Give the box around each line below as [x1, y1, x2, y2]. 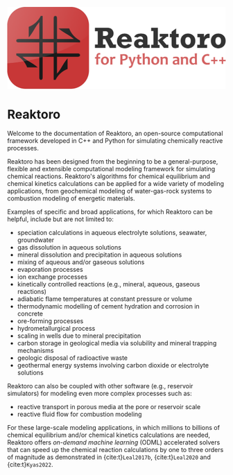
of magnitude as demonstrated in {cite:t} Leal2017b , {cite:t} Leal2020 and [7, 453, 212, 461]
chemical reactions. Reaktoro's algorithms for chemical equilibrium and [7, 172, 210, 180]
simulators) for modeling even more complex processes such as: [7, 389, 192, 398]
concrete [17, 309, 44, 318]
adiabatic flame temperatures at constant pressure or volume [17, 295, 193, 303]
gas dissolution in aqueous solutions [17, 243, 121, 252]
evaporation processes [17, 266, 83, 274]
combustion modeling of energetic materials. [7, 194, 135, 202]
